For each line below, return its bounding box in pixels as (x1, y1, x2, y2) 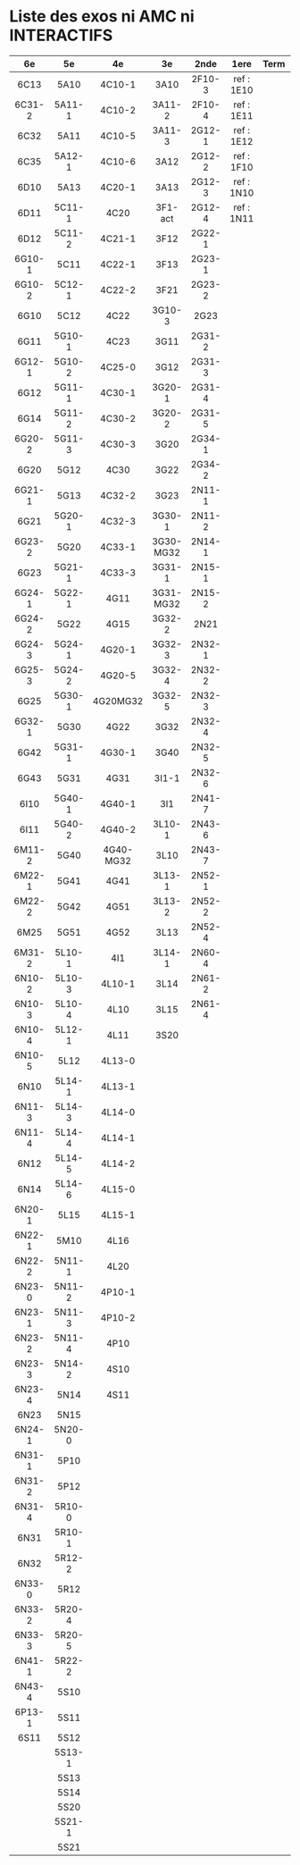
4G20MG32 (92, 694, 144, 707)
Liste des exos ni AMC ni (9, 6, 195, 27)
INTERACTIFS (9, 25, 113, 46)
